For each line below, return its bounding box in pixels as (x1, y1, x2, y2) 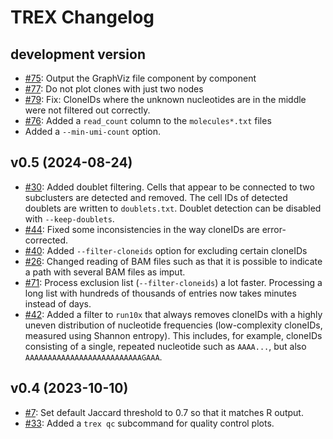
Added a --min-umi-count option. (24, 126, 162, 137)
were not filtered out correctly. (24, 104, 151, 116)
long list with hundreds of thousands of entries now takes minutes (24, 287, 297, 299)
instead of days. (24, 297, 92, 310)
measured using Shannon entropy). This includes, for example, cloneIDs (24, 329, 323, 341)
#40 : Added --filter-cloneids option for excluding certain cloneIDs (24, 244, 308, 256)
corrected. (24, 234, 69, 246)
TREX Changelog (10, 6, 155, 29)
